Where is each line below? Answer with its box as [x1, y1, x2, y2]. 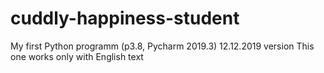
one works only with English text [10, 50, 144, 62]
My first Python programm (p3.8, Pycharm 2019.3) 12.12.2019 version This [10, 40, 315, 52]
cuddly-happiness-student [10, 7, 240, 30]
